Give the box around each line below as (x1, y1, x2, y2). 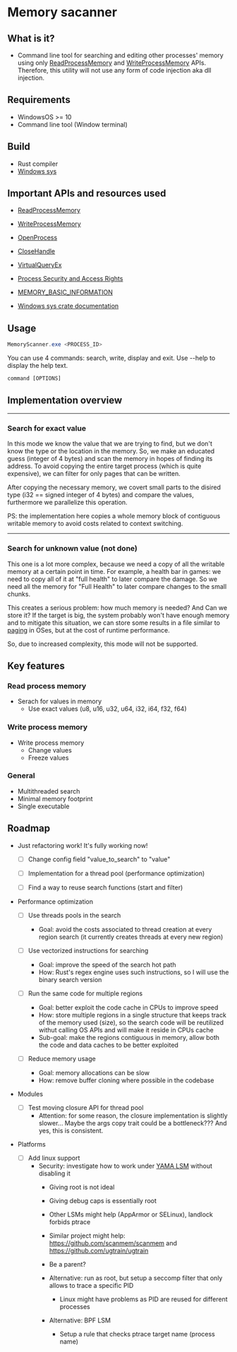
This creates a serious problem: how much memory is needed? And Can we (7, 603, 228, 611)
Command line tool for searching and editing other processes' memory (17, 51, 224, 59)
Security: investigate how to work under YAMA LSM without (38, 1162, 213, 1171)
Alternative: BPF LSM (49, 1316, 111, 1324)
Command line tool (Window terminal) (17, 120, 128, 128)
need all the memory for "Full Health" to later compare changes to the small (7, 582, 227, 590)
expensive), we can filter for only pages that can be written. (7, 469, 181, 478)
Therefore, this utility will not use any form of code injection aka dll (17, 66, 212, 74)
